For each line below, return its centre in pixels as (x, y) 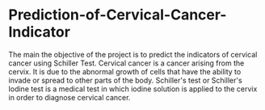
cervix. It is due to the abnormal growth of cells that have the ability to (125, 71)
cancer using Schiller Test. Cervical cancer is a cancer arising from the (126, 63)
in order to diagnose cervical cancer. (69, 97)
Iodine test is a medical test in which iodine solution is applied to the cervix (133, 89)
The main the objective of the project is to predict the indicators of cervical (133, 54)
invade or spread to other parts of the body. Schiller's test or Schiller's (125, 80)
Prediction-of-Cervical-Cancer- (118, 15)
